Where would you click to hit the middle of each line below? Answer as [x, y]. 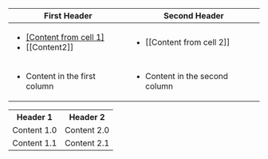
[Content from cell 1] [65, 37]
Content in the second [187, 76]
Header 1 [35, 117]
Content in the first [61, 76]
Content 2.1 [87, 143]
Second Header [194, 16]
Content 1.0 [35, 130]
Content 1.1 [35, 143]
